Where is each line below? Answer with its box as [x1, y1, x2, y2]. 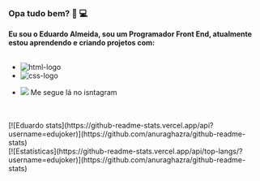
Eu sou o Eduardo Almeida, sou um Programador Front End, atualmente [8, 29, 253, 39]
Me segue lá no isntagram [30, 88, 117, 97]
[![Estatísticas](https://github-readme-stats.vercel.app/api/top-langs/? [8, 146, 243, 157]
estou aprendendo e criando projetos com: [8, 38, 156, 48]
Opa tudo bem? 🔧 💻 [8, 7, 88, 19]
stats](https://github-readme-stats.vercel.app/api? [45, 121, 214, 131]
